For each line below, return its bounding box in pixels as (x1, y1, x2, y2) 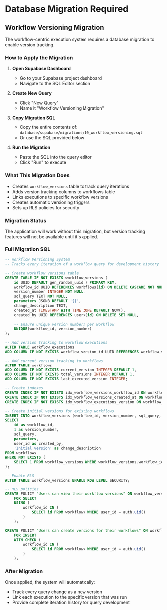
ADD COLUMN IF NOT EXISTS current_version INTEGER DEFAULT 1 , (5, 367, 137, 372)
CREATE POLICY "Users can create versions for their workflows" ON (5, 528, 148, 533)
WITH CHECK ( (14, 537, 41, 542)
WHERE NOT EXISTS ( (5, 455, 46, 460)
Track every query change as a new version (12, 589, 103, 595)
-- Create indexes (5, 386, 43, 391)
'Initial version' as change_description (14, 446, 101, 451)
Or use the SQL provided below (19, 135, 84, 141)
